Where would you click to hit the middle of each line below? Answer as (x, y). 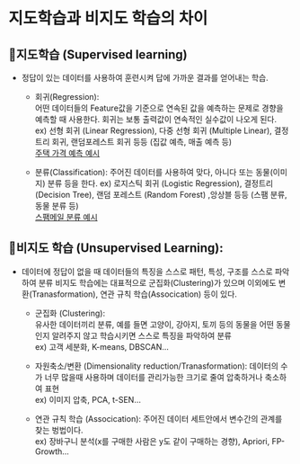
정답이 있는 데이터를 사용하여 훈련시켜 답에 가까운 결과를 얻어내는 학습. (145, 78)
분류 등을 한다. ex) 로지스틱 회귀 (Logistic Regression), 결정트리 (160, 183)
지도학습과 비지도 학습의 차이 (108, 18)
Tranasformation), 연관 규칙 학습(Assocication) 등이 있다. (134, 294)
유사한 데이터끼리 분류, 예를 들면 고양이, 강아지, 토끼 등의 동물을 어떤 (154, 324)
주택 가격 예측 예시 (67, 153)
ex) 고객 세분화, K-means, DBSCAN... (102, 346)
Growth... (52, 451)
